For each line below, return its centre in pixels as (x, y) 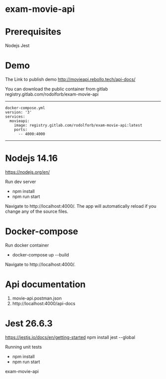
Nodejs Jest (17, 46)
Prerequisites (33, 32)
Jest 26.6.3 (29, 324)
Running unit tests (23, 347)
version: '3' (19, 113)
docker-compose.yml (25, 108)
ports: (21, 130)
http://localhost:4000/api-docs (44, 303)
